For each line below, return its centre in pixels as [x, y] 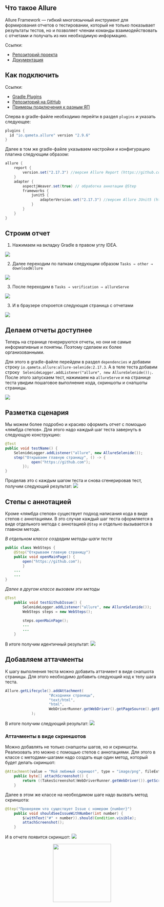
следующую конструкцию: [33, 435]
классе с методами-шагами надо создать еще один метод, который [76, 757]
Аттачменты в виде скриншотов [46, 736]
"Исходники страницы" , [72, 695]
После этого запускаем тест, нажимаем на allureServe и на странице [78, 378]
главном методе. [23, 529]
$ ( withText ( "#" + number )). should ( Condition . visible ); [80, 818]
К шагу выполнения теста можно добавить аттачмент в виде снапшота [80, 671]
